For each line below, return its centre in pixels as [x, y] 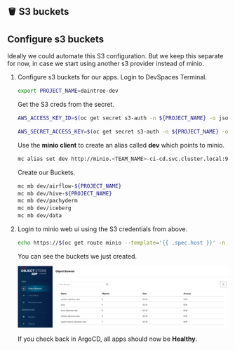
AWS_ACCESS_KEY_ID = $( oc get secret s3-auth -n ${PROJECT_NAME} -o [116, 118]
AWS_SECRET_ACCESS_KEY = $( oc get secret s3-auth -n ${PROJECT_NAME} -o [123, 131]
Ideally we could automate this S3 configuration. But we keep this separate [115, 56]
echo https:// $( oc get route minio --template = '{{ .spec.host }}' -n [121, 243]
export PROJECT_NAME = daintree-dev [68, 91]
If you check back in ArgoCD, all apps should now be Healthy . [107, 339]
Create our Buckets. [46, 172]
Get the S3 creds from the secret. [66, 105]
